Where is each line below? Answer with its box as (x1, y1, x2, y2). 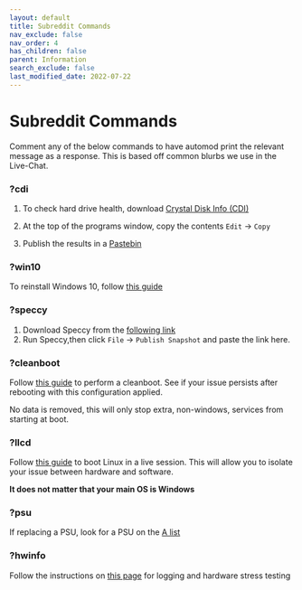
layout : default (9, 13, 71, 23)
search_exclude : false (9, 64, 95, 73)
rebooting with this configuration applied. (9, 386, 163, 398)
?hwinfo (9, 549, 47, 562)
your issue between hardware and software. (9, 466, 174, 477)
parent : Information (9, 55, 88, 64)
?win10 (9, 260, 42, 273)
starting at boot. (9, 413, 70, 425)
